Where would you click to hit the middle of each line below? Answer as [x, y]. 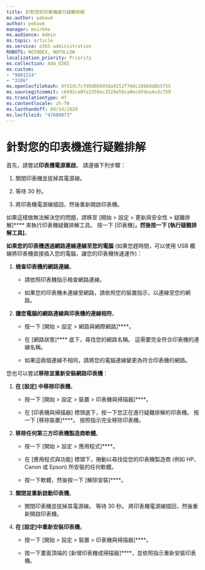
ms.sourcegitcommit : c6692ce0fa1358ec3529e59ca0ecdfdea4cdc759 [89, 92]
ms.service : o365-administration [49, 47]
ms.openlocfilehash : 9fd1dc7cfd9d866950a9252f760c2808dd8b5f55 [89, 87]
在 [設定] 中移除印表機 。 [45, 386]
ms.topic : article [30, 41]
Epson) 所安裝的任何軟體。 [83, 467]
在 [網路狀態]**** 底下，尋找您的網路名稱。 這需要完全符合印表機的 [109, 340]
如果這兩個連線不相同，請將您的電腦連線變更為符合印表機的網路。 [107, 361]
